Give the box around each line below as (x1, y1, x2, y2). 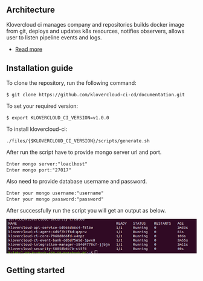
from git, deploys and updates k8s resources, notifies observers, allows (6, 27, 185, 35)
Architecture (6, 5, 56, 15)
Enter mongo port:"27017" (6, 167, 71, 173)
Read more (14, 45, 43, 53)
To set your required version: (6, 102, 79, 110)
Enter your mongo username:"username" (6, 190, 104, 196)
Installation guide (6, 63, 74, 73)
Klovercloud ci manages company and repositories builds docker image (6, 21, 185, 28)
